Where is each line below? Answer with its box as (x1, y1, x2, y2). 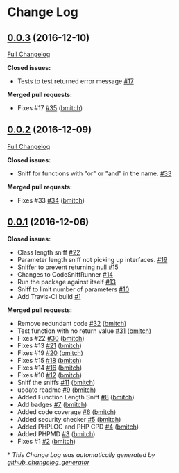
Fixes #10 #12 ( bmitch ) (17, 370, 82, 379)
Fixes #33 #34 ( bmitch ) (17, 196, 85, 205)
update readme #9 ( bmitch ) (17, 386, 96, 394)
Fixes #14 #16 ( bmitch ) (17, 363, 83, 372)
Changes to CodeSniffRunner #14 (17, 270, 113, 278)
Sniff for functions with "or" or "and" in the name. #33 (17, 169, 172, 178)
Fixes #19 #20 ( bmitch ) (17, 348, 83, 357)
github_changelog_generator (7, 458, 90, 466)
